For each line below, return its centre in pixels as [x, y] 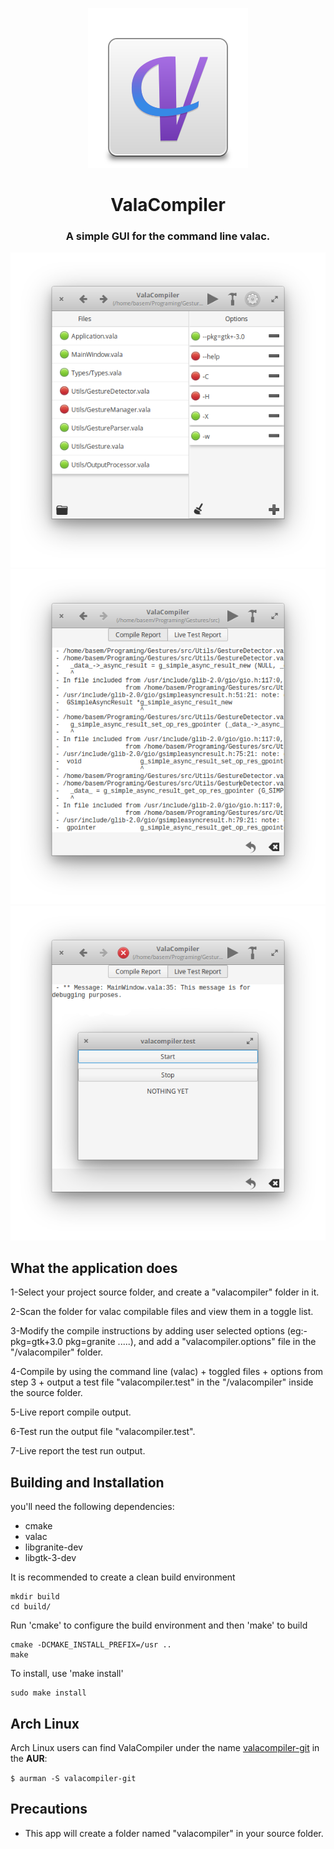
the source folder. [46, 1393]
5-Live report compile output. [71, 1412]
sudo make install [48, 1693]
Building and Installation [87, 1482]
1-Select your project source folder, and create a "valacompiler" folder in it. [165, 1292]
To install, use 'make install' [67, 1674]
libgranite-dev [53, 1547]
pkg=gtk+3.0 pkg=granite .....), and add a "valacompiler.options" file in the [163, 1342]
